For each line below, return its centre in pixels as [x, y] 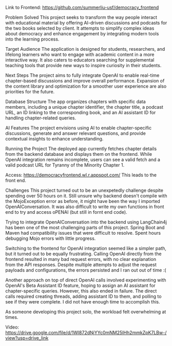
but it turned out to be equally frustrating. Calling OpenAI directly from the [83, 254]
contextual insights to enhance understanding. [54, 139]
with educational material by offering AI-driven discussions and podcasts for [86, 23]
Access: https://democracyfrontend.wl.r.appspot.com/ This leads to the [81, 175]
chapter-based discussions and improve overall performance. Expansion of [85, 81]
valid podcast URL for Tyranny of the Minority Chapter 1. [65, 165]
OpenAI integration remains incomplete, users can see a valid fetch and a [83, 159]
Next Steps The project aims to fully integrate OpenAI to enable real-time [82, 75]
